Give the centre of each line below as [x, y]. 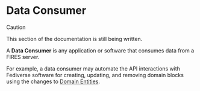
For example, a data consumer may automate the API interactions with [93, 68]
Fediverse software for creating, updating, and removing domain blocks [95, 75]
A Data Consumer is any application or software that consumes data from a [100, 50]
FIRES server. [23, 57]
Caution [16, 27]
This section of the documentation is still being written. [74, 39]
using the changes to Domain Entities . [53, 81]
